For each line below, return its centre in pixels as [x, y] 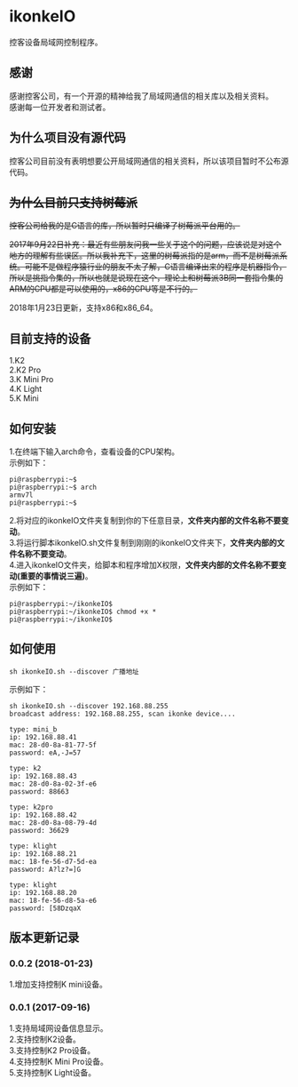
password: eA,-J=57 [45, 753]
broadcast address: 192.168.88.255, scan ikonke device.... [123, 714]
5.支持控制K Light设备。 [53, 1072]
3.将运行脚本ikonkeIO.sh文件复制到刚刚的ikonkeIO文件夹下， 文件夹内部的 [143, 543]
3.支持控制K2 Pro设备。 [52, 1050]
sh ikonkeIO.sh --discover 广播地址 [74, 671]
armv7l [21, 495]
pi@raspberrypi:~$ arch [53, 487]
